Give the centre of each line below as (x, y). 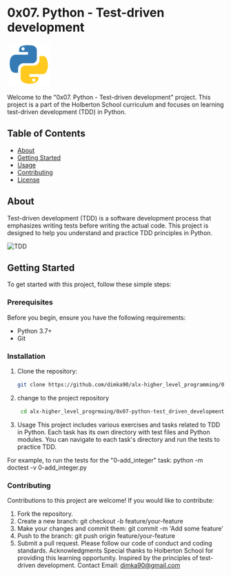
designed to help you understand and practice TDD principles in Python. (110, 232)
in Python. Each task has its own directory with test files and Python (113, 432)
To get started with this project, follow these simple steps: (89, 284)
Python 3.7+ (34, 331)
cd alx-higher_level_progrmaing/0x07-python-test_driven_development (122, 411)
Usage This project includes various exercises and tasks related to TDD (119, 425)
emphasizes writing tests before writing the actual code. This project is (108, 225)
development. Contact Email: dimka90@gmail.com (109, 566)
